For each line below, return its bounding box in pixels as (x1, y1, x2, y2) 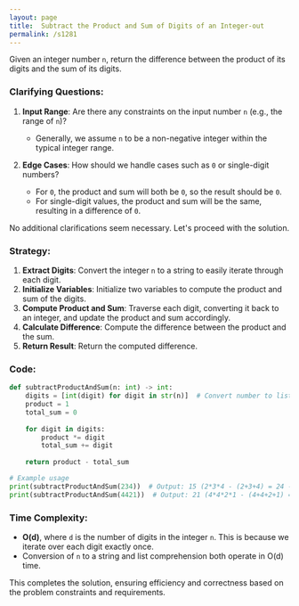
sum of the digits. (21, 293, 86, 304)
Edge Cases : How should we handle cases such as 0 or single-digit (21, 160, 270, 170)
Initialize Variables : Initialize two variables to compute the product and (21, 283, 283, 294)
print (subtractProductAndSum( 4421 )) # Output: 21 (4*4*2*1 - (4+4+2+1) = (9, 490, 293, 499)
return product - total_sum (25, 458, 129, 467)
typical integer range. (35, 142, 115, 152)
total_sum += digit (41, 441, 114, 450)
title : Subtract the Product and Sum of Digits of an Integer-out (9, 21, 265, 30)
